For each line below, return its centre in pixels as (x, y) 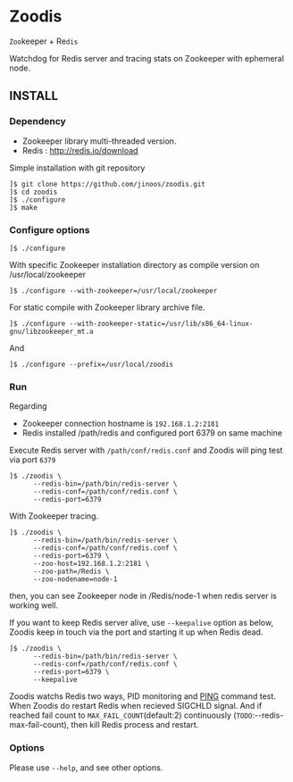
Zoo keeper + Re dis (44, 41)
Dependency (38, 121)
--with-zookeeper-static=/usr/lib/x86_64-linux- (161, 323)
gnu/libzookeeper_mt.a (51, 331)
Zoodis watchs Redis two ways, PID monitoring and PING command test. (143, 696)
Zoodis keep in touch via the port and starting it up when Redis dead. (136, 632)
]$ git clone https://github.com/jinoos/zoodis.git (107, 184)
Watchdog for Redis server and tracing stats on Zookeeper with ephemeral (146, 58)
